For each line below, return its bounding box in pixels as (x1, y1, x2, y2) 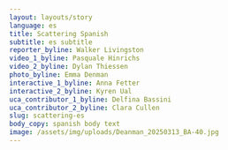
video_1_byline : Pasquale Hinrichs (9, 54, 141, 63)
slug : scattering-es (9, 111, 86, 120)
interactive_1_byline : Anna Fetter (9, 79, 141, 87)
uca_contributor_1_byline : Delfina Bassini (9, 94, 172, 104)
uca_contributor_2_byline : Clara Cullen (9, 103, 161, 112)
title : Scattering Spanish (9, 29, 109, 38)
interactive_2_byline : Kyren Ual (9, 86, 133, 95)
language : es (9, 21, 57, 30)
